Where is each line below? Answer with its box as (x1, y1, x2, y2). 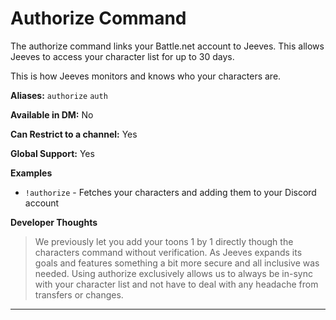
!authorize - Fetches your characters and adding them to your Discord (24, 186, 317, 198)
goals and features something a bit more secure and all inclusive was (34, 257, 320, 269)
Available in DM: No (10, 108, 94, 121)
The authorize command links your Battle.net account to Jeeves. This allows (10, 40, 325, 52)
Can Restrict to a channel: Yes (10, 128, 138, 140)
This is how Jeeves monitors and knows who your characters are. (10, 70, 282, 82)
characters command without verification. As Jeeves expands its (34, 246, 303, 258)
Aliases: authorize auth (10, 89, 108, 101)
